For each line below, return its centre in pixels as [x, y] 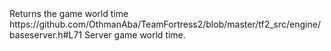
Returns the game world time [69, 13]
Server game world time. [134, 35]
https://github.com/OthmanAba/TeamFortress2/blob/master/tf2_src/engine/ [165, 24]
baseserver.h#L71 [46, 35]
